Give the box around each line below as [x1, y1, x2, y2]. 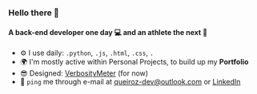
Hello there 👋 [8, 7, 60, 18]
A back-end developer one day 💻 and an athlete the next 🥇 [8, 27, 208, 37]
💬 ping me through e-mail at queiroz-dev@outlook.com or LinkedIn [19, 77, 241, 87]
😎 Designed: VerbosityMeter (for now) [19, 69, 149, 78]
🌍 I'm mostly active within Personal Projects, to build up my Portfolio [19, 57, 249, 67]
